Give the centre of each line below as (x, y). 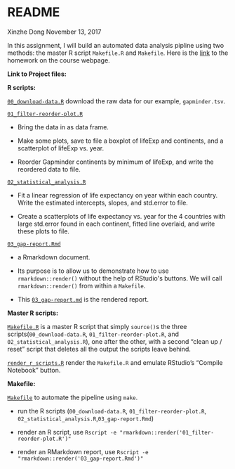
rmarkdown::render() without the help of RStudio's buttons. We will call (120, 278)
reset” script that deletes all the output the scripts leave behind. (99, 349)
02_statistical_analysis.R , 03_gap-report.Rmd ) (86, 418)
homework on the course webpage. (59, 60)
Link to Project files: (37, 74)
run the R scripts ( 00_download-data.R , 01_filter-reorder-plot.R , (112, 411)
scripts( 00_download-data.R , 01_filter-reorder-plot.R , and (93, 334)
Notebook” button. (34, 370)
